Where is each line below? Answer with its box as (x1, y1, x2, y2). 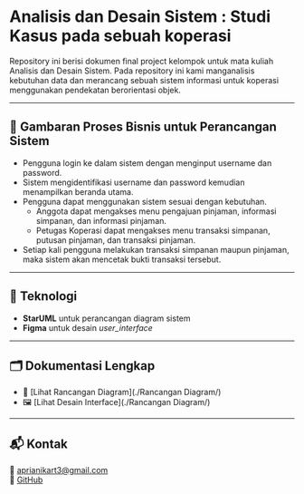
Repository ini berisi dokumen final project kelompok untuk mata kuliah (9, 55, 274, 66)
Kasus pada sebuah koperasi (9, 25, 232, 46)
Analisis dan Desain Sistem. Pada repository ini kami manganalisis (9, 65, 255, 76)
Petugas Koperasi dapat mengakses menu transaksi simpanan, (35, 225, 271, 236)
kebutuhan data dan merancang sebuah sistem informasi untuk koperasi (9, 74, 279, 85)
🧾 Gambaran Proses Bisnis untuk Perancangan (9, 120, 278, 135)
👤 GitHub (9, 474, 43, 486)
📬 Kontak (9, 436, 68, 451)
